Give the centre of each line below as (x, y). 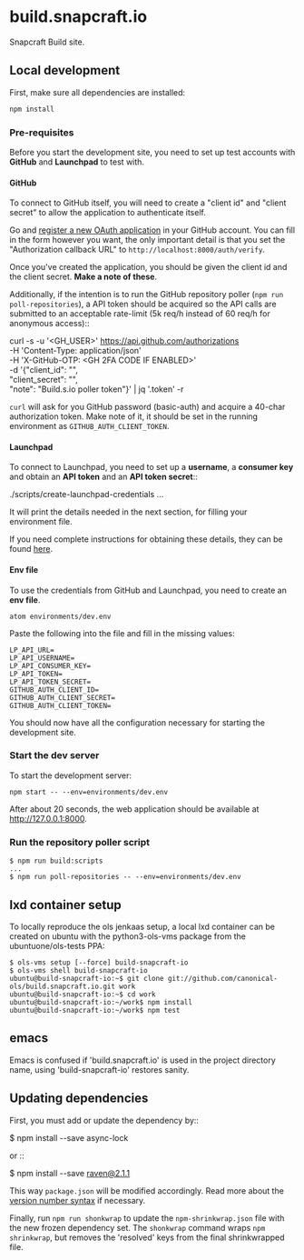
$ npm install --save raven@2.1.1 (69, 1173)
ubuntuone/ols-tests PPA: (58, 945)
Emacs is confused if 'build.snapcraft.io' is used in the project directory (143, 1060)
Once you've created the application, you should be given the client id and (148, 267)
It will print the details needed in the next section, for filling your (128, 512)
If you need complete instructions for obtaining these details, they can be (146, 539)
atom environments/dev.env (60, 616)
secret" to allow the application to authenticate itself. (108, 213)
